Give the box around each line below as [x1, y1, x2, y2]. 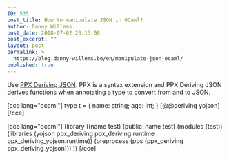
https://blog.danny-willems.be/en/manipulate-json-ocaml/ [13, 55, 184, 62]
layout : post [7, 42, 45, 49]
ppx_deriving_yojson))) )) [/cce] [7, 144, 97, 152]
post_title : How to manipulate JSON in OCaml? [7, 17, 143, 24]
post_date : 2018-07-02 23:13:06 [7, 29, 100, 37]
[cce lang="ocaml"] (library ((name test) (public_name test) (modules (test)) [7, 122, 223, 130]
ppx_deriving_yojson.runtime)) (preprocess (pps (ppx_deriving [7, 136, 184, 145]
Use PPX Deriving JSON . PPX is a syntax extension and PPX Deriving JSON [7, 80, 222, 88]
